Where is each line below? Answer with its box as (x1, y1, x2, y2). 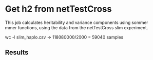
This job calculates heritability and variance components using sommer (5, 20, 149, 25)
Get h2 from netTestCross (5, 3, 112, 15)
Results (5, 48, 29, 57)
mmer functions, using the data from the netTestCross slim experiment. (5, 24, 148, 30)
